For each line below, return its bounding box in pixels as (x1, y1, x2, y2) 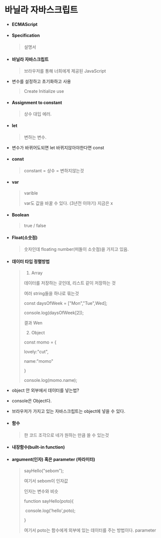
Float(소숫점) (11, 234, 38, 241)
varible (24, 190, 38, 196)
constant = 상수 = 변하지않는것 (24, 167, 84, 173)
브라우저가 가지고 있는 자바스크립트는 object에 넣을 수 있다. (11, 408, 126, 414)
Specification (11, 32, 40, 38)
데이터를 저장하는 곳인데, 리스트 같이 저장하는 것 (24, 280, 116, 286)
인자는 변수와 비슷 (24, 488, 58, 494)
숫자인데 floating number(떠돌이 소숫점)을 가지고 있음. (24, 246, 129, 252)
